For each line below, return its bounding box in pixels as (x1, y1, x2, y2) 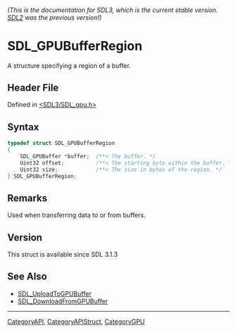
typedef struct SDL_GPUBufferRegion (7, 140, 115, 147)
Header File (7, 81, 59, 93)
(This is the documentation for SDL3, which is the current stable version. (7, 6, 219, 14)
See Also (7, 271, 47, 283)
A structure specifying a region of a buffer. (7, 61, 131, 70)
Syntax (7, 121, 39, 133)
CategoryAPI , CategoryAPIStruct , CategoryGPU (7, 317, 145, 325)
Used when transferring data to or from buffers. (7, 211, 146, 219)
